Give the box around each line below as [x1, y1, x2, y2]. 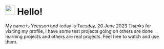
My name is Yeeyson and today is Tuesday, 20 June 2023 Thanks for [5, 23, 151, 29]
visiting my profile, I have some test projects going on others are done [5, 28, 153, 34]
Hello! [17, 6, 43, 18]
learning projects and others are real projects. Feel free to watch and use [5, 33, 159, 39]
